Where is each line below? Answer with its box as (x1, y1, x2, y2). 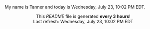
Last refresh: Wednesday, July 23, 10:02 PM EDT (33, 19, 134, 24)
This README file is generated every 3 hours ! (36, 14, 131, 19)
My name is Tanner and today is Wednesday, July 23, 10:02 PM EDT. (4, 4, 146, 10)
